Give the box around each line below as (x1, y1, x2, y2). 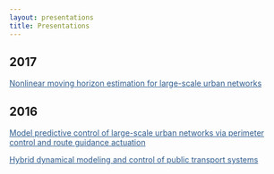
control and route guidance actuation (9, 137, 146, 148)
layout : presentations (9, 12, 94, 22)
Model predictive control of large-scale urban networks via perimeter (9, 128, 265, 138)
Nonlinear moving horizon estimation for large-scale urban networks (9, 78, 262, 89)
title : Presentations (9, 21, 90, 30)
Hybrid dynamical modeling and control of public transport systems (9, 154, 259, 165)
